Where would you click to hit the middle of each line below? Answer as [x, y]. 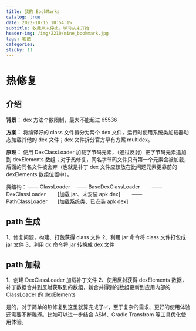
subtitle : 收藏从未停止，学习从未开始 [48, 28]
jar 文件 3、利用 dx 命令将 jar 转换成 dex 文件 [60, 244]
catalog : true [23, 17]
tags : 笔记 [18, 39]
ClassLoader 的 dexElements [41, 294]
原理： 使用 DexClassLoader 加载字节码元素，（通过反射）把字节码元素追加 [96, 152]
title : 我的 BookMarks [33, 11]
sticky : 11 [19, 50]
